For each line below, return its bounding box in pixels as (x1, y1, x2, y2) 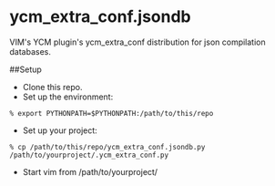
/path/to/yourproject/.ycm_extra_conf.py (9, 150, 169, 160)
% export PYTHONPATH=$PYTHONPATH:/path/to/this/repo (9, 108, 214, 118)
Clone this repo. (22, 81, 83, 92)
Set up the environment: (22, 91, 114, 102)
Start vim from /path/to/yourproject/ (22, 166, 158, 177)
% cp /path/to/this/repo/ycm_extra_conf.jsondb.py (9, 142, 206, 151)
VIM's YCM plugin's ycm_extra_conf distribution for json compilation (9, 36, 266, 47)
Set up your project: (22, 125, 97, 136)
